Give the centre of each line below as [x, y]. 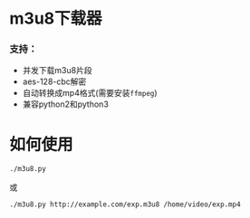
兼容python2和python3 [65, 104]
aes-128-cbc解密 [54, 81]
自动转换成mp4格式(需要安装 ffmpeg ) [90, 93]
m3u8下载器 [56, 19]
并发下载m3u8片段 [57, 71]
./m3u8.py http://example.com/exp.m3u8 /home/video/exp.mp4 [125, 204]
